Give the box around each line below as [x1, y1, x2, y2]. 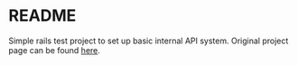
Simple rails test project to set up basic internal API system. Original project [8, 35, 289, 46]
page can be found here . [8, 44, 101, 55]
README [8, 5, 77, 26]
